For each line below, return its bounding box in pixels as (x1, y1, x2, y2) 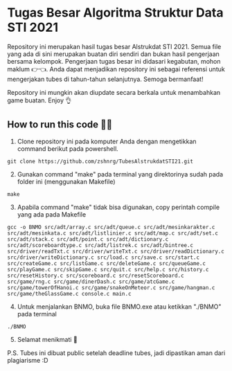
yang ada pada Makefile (17, 210, 87, 219)
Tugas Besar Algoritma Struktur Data (7, 5, 224, 21)
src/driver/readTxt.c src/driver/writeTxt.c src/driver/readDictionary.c (7, 248, 225, 255)
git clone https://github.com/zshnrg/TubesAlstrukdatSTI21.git (7, 158, 194, 165)
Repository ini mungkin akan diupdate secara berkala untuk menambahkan (7, 88, 221, 96)
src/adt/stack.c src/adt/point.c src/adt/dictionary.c (7, 235, 169, 243)
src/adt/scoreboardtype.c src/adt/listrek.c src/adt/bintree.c (7, 242, 194, 248)
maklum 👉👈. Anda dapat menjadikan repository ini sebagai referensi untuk (7, 64, 225, 73)
